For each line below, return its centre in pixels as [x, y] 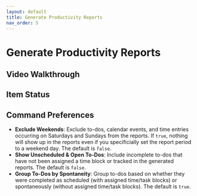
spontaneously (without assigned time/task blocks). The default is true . [103, 186]
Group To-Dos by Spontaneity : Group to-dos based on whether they [100, 174]
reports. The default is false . [50, 167]
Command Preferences [50, 115]
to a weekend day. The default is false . [63, 148]
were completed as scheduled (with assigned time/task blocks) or [96, 180]
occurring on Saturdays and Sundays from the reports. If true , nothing [101, 136]
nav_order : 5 [22, 23]
